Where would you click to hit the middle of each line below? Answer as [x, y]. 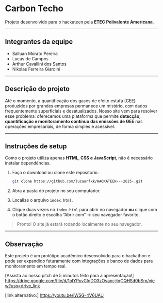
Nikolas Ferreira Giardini [36, 69]
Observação [24, 244]
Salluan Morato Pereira [35, 53]
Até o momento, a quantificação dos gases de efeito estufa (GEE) [70, 101]
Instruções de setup [36, 146]
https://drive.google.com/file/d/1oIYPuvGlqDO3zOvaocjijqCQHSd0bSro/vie [80, 281]
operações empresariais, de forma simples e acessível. [60, 126]
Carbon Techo [34, 9]
